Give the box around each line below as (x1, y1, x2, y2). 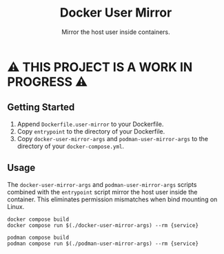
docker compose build (7, 216, 70, 223)
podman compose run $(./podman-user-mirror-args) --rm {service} (7, 240, 198, 247)
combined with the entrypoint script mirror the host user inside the (7, 188, 198, 196)
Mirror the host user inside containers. (61, 28, 170, 36)
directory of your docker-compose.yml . (17, 142, 124, 150)
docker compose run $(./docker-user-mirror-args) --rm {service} (7, 221, 198, 229)
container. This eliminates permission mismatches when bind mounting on (7, 195, 218, 203)
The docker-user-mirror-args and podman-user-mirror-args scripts (7, 180, 197, 188)
